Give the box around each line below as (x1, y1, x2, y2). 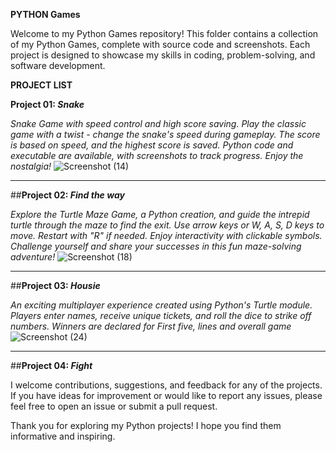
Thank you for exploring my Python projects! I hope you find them (10, 420, 282, 431)
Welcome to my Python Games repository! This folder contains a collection (10, 28, 319, 39)
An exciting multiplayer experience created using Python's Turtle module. (10, 299, 313, 311)
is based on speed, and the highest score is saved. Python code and (10, 139, 294, 151)
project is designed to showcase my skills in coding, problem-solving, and (10, 49, 316, 61)
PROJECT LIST (10, 79, 73, 91)
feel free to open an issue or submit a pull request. (10, 400, 218, 412)
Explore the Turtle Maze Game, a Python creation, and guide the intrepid (10, 209, 310, 220)
